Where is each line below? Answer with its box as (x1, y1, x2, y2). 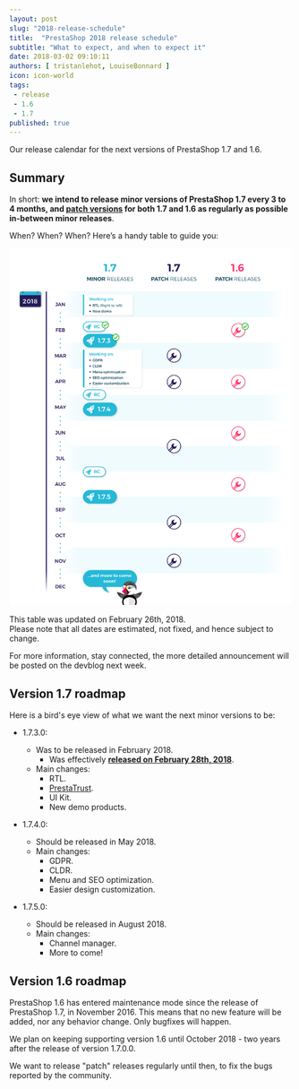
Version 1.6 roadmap (9, 973, 127, 989)
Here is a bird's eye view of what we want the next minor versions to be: (9, 710, 276, 721)
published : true (9, 118, 70, 127)
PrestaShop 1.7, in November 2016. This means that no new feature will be (9, 1007, 282, 1017)
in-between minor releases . (9, 213, 115, 224)
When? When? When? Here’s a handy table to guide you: (9, 230, 219, 241)
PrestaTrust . (48, 782, 94, 793)
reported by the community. (9, 1070, 112, 1080)
